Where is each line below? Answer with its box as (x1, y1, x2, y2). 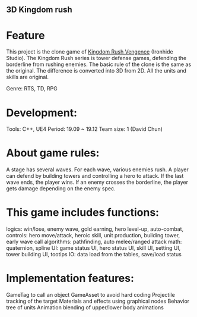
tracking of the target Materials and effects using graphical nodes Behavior (6, 297, 190, 305)
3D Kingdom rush (6, 5, 72, 15)
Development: (6, 106, 78, 120)
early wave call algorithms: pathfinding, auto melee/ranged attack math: (6, 238, 182, 246)
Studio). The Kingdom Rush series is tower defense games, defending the (6, 55, 187, 62)
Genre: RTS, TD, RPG (6, 85, 58, 92)
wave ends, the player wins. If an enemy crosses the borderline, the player (6, 178, 189, 186)
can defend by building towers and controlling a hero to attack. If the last (6, 172, 184, 180)
